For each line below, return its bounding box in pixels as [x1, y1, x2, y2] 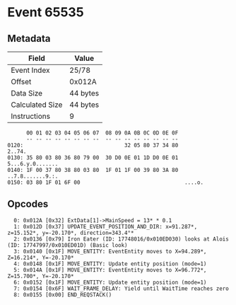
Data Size [11, 88, 43, 98]
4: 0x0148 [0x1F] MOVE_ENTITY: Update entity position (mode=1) [13, 260, 207, 267]
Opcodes [7, 198, 49, 210]
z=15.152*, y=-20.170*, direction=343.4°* [7, 229, 134, 236]
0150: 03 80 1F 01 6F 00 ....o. [7, 179, 203, 186]
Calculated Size [11, 100, 63, 110]
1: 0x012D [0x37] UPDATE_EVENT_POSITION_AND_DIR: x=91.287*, [13, 223, 198, 230]
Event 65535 [7, 4, 84, 21]
